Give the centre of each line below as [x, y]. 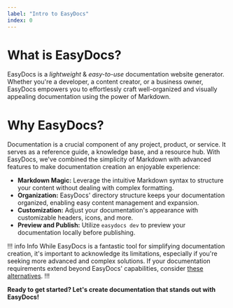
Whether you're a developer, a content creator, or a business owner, [105, 82]
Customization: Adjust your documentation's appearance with [108, 210]
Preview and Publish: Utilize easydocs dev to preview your [101, 225]
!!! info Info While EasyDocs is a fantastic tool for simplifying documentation [116, 246]
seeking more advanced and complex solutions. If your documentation [109, 261]
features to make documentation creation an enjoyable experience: [104, 167]
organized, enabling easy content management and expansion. [108, 203]
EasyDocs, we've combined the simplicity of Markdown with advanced [109, 159]
